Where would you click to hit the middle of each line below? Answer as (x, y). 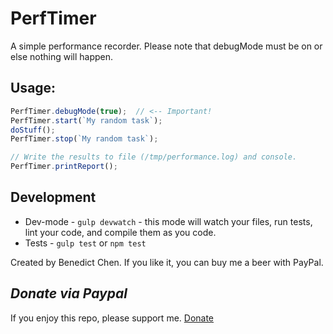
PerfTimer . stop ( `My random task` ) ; (84, 139)
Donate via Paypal (69, 293)
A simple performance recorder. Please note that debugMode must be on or (166, 46)
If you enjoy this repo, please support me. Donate (112, 318)
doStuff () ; (33, 130)
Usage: (33, 88)
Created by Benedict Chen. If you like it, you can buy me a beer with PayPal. (167, 262)
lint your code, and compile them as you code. (120, 232)
